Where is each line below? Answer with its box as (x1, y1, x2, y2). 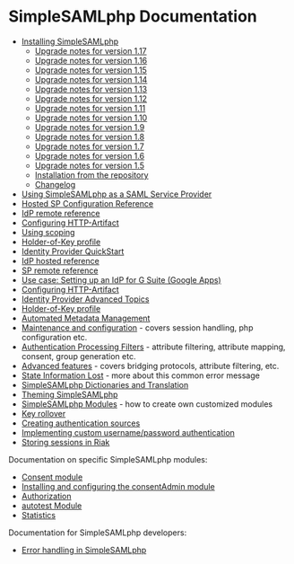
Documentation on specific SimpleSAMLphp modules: (8, 454, 208, 464)
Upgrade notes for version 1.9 (34, 121, 145, 132)
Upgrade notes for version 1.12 (34, 93, 148, 104)
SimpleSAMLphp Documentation (8, 6, 257, 27)
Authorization (21, 490, 73, 501)
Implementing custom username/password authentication (21, 427, 235, 437)
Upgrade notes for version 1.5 (34, 160, 145, 171)
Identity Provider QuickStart (21, 245, 125, 257)
